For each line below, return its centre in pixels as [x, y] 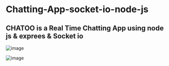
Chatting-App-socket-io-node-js [77, 9]
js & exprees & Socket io [45, 36]
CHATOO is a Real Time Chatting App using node [85, 28]
